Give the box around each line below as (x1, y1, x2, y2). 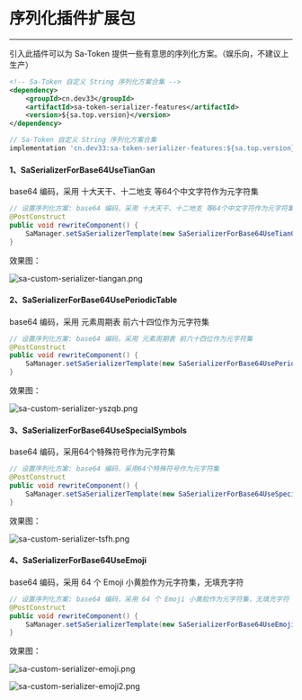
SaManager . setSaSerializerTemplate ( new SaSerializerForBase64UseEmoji (25, 620, 296, 629)
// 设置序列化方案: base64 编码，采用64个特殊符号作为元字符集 (9, 464, 220, 473)
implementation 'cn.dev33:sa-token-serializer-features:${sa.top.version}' (9, 144, 299, 153)
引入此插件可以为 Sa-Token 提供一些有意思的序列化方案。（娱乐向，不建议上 (9, 48, 289, 58)
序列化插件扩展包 (9, 8, 137, 29)
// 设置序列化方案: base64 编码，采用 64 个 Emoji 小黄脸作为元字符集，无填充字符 (9, 595, 289, 604)
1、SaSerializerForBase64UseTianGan (9, 164, 155, 175)
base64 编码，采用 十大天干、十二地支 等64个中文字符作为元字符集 (9, 186, 259, 197)
